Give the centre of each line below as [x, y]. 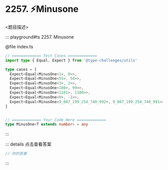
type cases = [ [21, 69]
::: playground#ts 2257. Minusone [39, 37]
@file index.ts [19, 46]
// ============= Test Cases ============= [51, 56]
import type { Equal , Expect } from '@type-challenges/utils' [71, 60]
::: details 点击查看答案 [28, 144]
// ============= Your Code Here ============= [56, 120]
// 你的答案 [16, 154]
